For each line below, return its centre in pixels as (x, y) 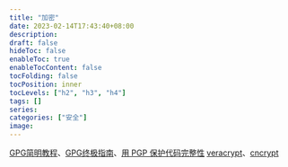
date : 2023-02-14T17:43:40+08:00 (72, 26)
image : (22, 127)
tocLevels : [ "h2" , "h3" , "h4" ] (68, 92)
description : (34, 34)
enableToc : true (39, 59)
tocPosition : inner (46, 84)
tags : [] (26, 101)
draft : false (34, 43)
